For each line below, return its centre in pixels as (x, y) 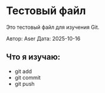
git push (24, 84)
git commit (28, 77)
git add (23, 71)
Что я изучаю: (33, 57)
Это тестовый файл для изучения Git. (53, 27)
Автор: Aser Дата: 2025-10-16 (43, 38)
